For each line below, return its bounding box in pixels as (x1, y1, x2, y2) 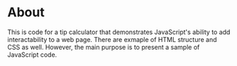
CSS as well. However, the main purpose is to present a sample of (7, 43, 200, 51)
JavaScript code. (7, 50, 57, 59)
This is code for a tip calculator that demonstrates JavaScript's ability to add (7, 28, 231, 36)
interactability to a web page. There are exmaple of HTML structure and (7, 35, 218, 43)
